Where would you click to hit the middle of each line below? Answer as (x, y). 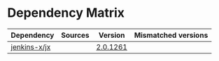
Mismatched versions (171, 35)
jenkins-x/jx (31, 47)
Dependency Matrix (66, 13)
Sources (75, 35)
